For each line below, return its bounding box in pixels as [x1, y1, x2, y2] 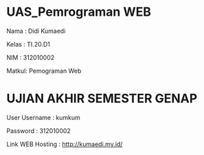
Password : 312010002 [6, 126, 71, 134]
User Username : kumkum [6, 113, 80, 121]
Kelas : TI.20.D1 [6, 40, 51, 48]
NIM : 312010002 [6, 53, 55, 62]
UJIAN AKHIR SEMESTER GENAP [6, 91, 198, 106]
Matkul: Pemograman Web [6, 67, 82, 75]
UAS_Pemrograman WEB [6, 4, 152, 20]
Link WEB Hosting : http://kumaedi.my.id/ [6, 140, 123, 148]
